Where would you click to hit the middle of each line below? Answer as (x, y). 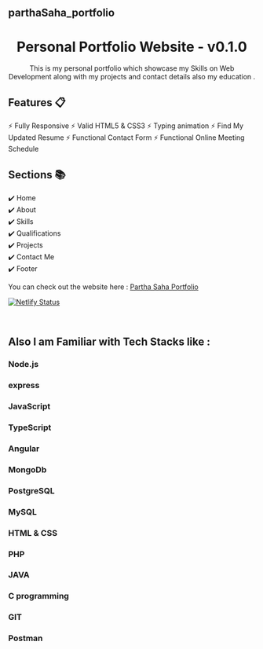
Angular (24, 449)
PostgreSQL (31, 490)
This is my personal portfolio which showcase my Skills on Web (132, 68)
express (24, 386)
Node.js (24, 365)
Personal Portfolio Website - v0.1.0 (132, 47)
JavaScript (29, 406)
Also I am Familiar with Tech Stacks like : (109, 342)
